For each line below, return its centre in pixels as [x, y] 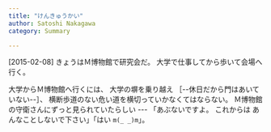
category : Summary [39, 31]
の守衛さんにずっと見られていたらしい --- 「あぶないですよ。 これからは [129, 109]
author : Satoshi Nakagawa [52, 23]
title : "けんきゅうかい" [46, 16]
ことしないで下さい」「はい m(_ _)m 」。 [86, 120]
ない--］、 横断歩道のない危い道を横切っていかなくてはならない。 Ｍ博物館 [139, 100]
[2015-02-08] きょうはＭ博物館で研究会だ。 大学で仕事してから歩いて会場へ [135, 62]
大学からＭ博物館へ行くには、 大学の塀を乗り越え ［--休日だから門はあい [131, 89]
